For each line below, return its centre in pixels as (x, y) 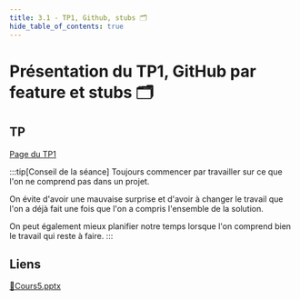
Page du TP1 (33, 154)
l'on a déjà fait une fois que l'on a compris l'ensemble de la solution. (136, 208)
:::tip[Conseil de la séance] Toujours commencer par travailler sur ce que (146, 171)
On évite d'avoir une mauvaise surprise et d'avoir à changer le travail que (146, 199)
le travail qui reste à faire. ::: (61, 235)
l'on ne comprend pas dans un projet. (80, 181)
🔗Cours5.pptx (35, 286)
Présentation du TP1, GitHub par (133, 71)
